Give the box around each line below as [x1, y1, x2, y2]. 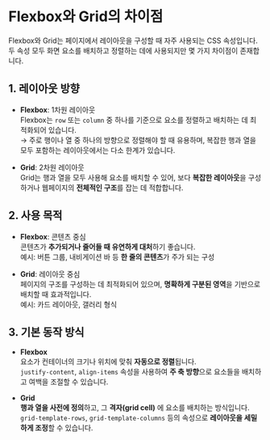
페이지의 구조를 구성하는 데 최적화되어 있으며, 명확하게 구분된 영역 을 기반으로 [19, 279, 260, 289]
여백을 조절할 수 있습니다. [28, 377, 109, 387]
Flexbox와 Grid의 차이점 [8, 7, 164, 26]
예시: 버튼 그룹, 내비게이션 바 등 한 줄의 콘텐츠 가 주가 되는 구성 [19, 252, 215, 261]
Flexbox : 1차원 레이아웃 [19, 104, 96, 114]
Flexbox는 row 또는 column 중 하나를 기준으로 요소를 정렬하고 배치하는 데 [19, 115, 248, 125]
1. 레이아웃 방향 [8, 82, 81, 95]
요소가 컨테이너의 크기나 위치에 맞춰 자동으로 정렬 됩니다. [19, 357, 197, 366]
